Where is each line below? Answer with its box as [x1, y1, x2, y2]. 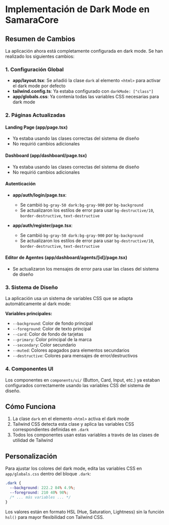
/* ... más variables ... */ [10, 495, 71, 500]
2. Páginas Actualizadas [5, 111, 66, 119]
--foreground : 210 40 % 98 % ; [10, 490, 69, 495]
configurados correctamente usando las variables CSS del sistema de [5, 382, 150, 388]
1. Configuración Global [5, 66, 64, 73]
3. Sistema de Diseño [5, 284, 58, 291]
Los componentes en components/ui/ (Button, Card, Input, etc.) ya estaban [5, 377, 160, 383]
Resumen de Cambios [5, 34, 76, 43]
